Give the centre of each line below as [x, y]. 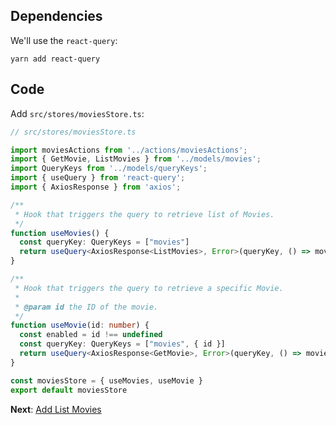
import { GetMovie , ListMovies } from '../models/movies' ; [136, 159]
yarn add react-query [55, 59]
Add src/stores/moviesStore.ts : [77, 113]
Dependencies [56, 16]
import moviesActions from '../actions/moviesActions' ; [129, 150]
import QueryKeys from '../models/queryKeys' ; [109, 169]
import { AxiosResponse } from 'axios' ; [96, 187]
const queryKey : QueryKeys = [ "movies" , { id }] [122, 344]
